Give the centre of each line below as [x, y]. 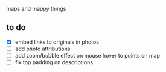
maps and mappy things [36, 9]
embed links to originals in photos [57, 42]
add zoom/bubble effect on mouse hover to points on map [87, 55]
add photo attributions [43, 49]
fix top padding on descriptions [54, 62]
